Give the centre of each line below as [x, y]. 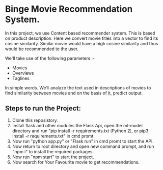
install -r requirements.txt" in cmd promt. [53, 136]
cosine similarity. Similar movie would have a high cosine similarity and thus [81, 43]
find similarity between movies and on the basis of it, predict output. [74, 93]
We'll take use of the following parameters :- [50, 58]
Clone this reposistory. [35, 120]
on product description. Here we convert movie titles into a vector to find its [81, 38]
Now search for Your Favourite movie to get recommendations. [76, 162]
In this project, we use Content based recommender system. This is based [80, 33]
